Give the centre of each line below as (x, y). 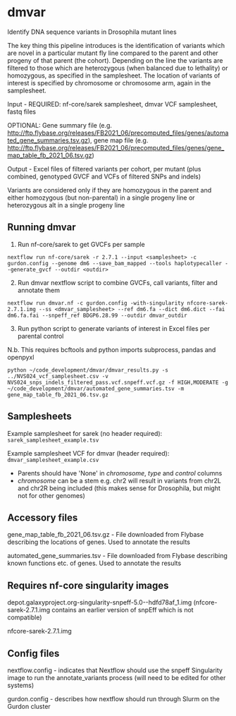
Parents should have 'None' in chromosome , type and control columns (120, 473)
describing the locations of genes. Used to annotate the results (99, 542)
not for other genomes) (51, 495)
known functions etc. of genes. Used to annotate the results (94, 563)
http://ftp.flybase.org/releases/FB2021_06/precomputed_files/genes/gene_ (116, 147)
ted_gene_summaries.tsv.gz (48, 140)
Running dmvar (42, 227)
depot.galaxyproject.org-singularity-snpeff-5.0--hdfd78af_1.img (100, 602)
